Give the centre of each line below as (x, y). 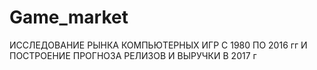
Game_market (69, 17)
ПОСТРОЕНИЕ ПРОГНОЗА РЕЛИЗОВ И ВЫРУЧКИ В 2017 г (133, 55)
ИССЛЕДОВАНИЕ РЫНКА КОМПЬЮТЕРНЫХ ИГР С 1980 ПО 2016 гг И (158, 45)
